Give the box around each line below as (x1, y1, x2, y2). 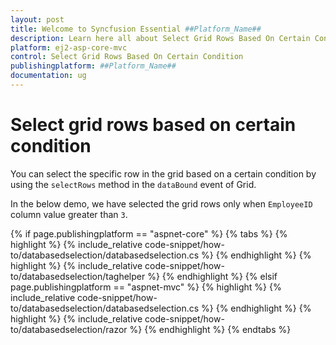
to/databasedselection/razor (10, 323, 128, 335)
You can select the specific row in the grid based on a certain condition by (10, 167, 317, 180)
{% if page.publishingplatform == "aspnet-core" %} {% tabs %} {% (10, 227, 288, 240)
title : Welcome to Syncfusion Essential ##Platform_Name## (10, 24, 262, 34)
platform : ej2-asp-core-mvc (10, 42, 128, 53)
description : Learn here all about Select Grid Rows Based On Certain (10, 33, 311, 43)
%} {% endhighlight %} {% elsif (147, 270, 278, 282)
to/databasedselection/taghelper (10, 270, 146, 282)
